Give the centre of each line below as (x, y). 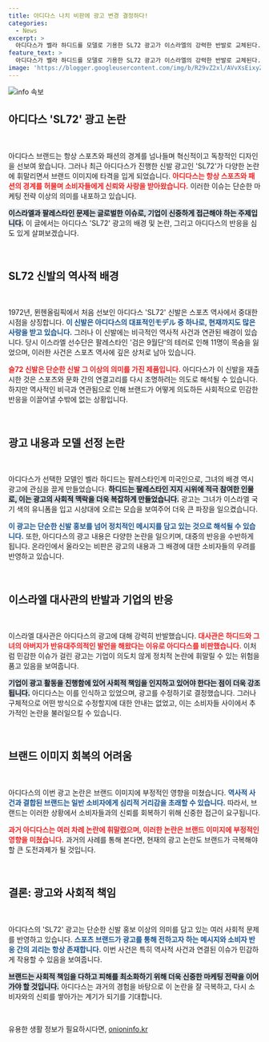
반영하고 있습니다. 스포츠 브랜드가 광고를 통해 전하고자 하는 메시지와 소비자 (132, 939)
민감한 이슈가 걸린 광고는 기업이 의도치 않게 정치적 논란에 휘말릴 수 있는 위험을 (138, 656)
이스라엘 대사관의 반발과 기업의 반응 (91, 599)
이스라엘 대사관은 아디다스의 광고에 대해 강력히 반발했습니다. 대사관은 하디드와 (130, 636)
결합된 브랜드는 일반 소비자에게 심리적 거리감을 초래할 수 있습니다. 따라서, (136, 802)
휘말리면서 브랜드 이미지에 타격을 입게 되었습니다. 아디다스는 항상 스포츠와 (132, 176)
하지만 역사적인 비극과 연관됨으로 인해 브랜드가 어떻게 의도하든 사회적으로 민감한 (133, 390)
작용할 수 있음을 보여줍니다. (59, 959)
